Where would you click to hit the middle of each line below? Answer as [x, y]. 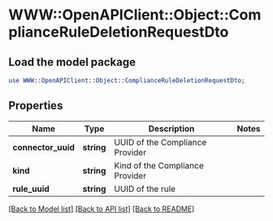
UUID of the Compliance [160, 142]
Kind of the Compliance [159, 165]
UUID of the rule [145, 189]
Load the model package [72, 62]
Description [171, 129]
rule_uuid [31, 189]
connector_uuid [44, 147]
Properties [36, 106]
